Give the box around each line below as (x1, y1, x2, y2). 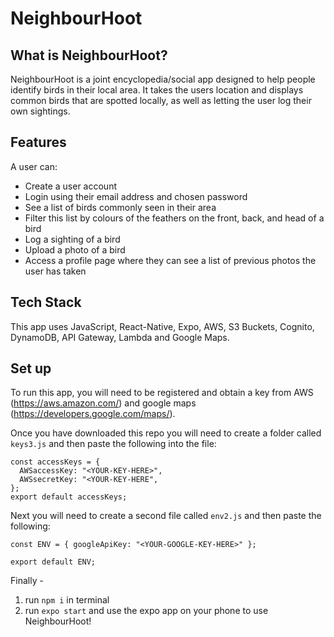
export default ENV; (10, 557, 97, 567)
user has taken (24, 265, 87, 277)
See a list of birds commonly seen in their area (24, 201, 217, 213)
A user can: (10, 160, 58, 172)
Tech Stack (10, 294, 82, 311)
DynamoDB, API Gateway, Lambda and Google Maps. (10, 331, 230, 343)
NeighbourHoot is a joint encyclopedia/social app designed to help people (10, 73, 316, 85)
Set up (10, 360, 52, 377)
